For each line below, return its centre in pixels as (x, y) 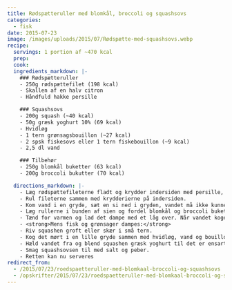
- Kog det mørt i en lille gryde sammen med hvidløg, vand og (111, 237)
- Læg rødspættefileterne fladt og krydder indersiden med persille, (122, 192)
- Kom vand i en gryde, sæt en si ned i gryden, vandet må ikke (114, 205)
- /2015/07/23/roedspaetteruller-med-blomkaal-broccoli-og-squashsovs (117, 269)
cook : (21, 65)
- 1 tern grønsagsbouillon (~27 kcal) (75, 135)
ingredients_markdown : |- (51, 71)
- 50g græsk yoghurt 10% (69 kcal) (71, 122)
